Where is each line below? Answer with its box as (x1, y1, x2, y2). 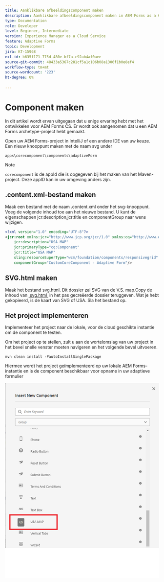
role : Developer (5, 23, 38, 28)
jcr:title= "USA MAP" (14, 250, 56, 255)
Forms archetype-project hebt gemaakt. (5, 128, 86, 134)
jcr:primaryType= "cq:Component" (14, 245, 80, 250)
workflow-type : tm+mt (5, 65, 49, 70)
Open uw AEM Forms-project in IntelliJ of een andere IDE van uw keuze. (5, 138, 150, 144)
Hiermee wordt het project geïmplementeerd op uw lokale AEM (5, 363, 132, 369)
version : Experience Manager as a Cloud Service (5, 34, 106, 39)
